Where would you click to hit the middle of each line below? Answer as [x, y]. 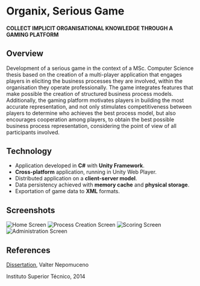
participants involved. [33, 132]
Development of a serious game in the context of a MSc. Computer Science [100, 68]
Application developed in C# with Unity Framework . [80, 166]
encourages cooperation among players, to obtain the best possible [90, 119]
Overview [25, 53]
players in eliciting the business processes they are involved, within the [94, 81]
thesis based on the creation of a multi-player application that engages [94, 74]
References [28, 250]
